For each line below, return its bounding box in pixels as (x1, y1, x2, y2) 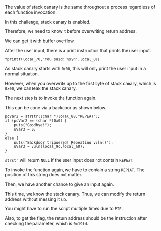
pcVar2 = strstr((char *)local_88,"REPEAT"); (5, 114, 100, 119)
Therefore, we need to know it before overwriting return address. (5, 29, 137, 34)
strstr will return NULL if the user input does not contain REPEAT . (5, 157, 134, 163)
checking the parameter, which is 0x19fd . (5, 221, 89, 226)
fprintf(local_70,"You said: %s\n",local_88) (5, 57, 100, 62)
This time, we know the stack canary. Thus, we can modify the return (5, 191, 146, 197)
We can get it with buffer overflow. (5, 38, 75, 44)
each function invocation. (5, 9, 57, 15)
